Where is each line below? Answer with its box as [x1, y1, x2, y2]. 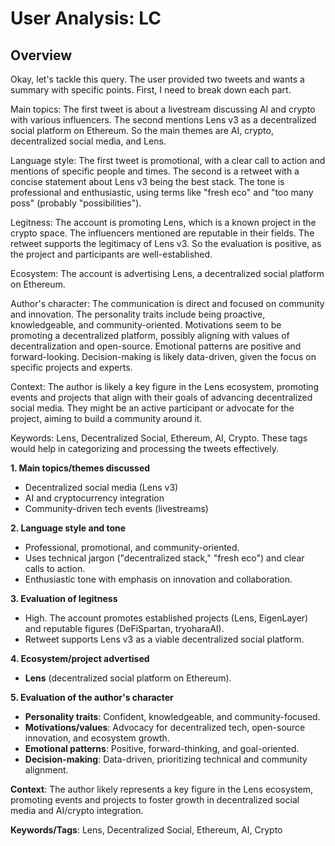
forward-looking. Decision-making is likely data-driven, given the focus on [10, 351, 317, 362]
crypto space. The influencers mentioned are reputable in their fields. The [10, 227, 315, 239]
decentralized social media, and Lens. [10, 135, 167, 147]
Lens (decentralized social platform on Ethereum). [24, 672, 232, 684]
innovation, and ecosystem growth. [24, 732, 170, 744]
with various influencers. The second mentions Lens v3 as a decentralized [10, 114, 317, 126]
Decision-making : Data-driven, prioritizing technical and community [24, 753, 308, 765]
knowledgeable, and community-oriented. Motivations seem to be [10, 319, 282, 331]
